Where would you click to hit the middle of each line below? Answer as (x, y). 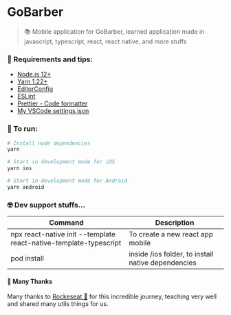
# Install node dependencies (49, 143)
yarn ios (20, 169)
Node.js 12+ (34, 74)
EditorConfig (35, 89)
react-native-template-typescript (66, 243)
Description (175, 223)
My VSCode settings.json (53, 111)
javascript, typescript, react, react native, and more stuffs (105, 41)
